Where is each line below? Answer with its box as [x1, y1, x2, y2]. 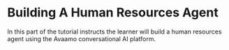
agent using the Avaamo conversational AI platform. [7, 34, 156, 42]
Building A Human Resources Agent [7, 5, 219, 21]
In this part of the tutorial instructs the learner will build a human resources [7, 27, 222, 36]
